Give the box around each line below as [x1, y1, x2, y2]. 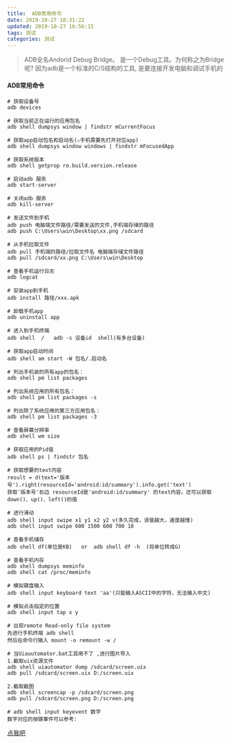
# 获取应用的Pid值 [7, 446, 54, 454]
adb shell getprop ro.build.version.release [7, 163, 137, 170]
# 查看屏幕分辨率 [7, 427, 50, 434]
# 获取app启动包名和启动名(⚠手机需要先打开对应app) [7, 137, 139, 144]
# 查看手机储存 [7, 536, 45, 543]
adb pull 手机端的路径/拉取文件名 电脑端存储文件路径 [7, 249, 144, 256]
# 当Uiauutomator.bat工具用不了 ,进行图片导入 [7, 651, 131, 658]
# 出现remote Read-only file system [7, 622, 110, 629]
